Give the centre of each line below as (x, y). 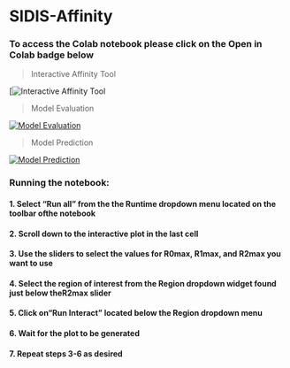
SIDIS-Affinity (61, 16)
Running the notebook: (60, 183)
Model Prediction (62, 142)
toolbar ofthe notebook (52, 213)
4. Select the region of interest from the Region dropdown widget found (143, 283)
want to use (31, 264)
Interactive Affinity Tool (73, 74)
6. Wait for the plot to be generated (74, 333)
